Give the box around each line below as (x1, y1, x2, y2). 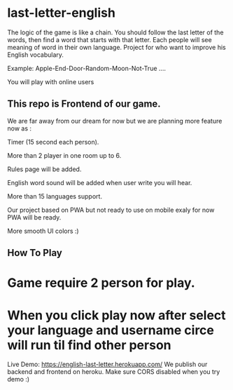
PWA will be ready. (7, 213, 62, 222)
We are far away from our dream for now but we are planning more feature (7, 116, 223, 125)
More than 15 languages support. (7, 191, 103, 201)
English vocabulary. (7, 51, 64, 59)
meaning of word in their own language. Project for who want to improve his (7, 43, 226, 51)
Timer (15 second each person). (7, 137, 99, 146)
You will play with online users (7, 77, 94, 86)
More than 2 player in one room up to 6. (7, 151, 122, 159)
